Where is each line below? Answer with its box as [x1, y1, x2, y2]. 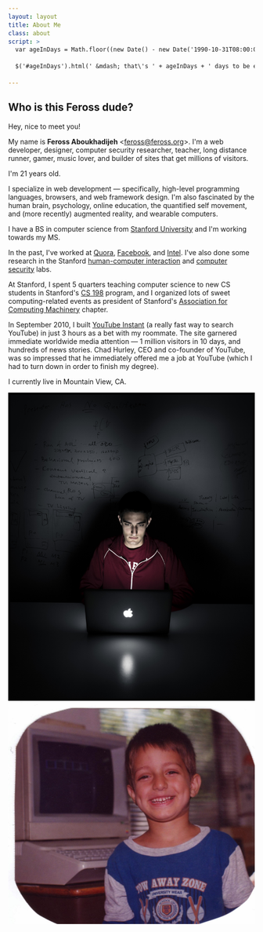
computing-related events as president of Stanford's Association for [8, 296, 228, 305]
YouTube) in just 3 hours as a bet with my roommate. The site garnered [8, 328, 237, 338]
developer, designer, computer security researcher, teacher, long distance [8, 145, 247, 155]
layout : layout [8, 13, 58, 20]
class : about [8, 29, 51, 37]
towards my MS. [8, 232, 61, 242]
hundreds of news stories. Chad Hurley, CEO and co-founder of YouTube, [8, 345, 246, 354]
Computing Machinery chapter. [8, 305, 109, 314]
